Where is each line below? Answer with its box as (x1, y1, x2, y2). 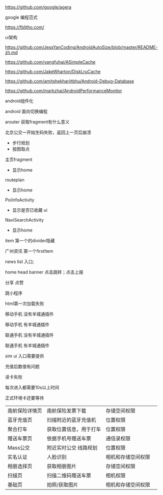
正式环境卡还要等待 (5, 395, 44, 401)
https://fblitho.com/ (5, 24, 45, 30)
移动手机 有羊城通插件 (5, 322, 50, 327)
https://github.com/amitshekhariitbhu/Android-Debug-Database (5, 78, 134, 84)
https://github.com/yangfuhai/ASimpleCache (5, 59, 96, 65)
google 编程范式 (5, 14, 38, 20)
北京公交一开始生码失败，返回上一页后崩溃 (5, 129, 91, 135)
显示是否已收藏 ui (12, 207, 48, 213)
